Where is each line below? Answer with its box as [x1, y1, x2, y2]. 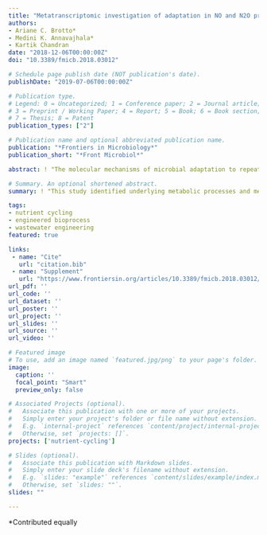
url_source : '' [8, 327, 59, 335]
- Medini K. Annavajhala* [8, 33, 94, 42]
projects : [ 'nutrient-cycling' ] [8, 437, 115, 445]
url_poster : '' [8, 304, 59, 313]
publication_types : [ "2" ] [8, 122, 94, 130]
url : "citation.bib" [18, 260, 87, 268]
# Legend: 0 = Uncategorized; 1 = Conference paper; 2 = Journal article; [8, 100, 261, 107]
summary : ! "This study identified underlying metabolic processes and [8, 187, 250, 195]
